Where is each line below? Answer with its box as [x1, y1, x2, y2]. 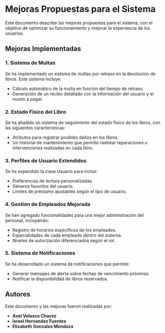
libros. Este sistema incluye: [5, 76, 62, 82]
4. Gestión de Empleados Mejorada [5, 201, 91, 208]
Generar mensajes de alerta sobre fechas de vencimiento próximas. [12, 270, 150, 276]
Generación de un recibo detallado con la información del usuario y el [12, 90, 154, 97]
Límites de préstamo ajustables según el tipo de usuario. [12, 189, 127, 195]
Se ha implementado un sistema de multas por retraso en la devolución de [5, 71, 156, 77]
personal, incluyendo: [5, 217, 49, 223]
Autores [5, 290, 31, 298]
